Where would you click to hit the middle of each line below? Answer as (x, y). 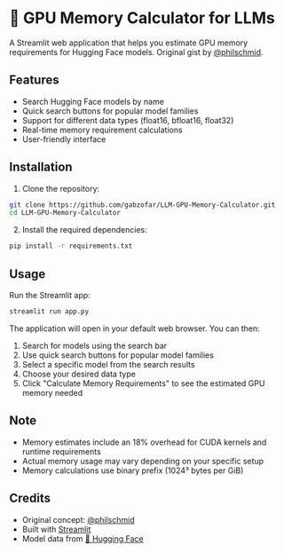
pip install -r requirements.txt (71, 246)
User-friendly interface (64, 139)
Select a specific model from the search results (108, 364)
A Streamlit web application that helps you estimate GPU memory (129, 43)
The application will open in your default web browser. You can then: (134, 328)
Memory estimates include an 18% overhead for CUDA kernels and (144, 442)
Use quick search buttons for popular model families (118, 355)
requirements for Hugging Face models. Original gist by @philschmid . (136, 51)
